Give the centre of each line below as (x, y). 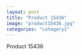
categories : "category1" (38, 29)
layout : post (23, 12)
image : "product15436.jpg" (41, 23)
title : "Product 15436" (37, 18)
